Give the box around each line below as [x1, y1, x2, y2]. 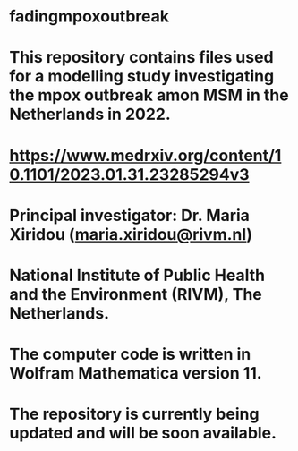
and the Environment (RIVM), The [9, 284, 262, 304]
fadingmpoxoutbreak [9, 6, 170, 27]
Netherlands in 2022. [9, 105, 172, 124]
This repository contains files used [9, 47, 275, 68]
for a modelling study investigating [9, 66, 275, 87]
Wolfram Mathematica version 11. [9, 363, 262, 384]
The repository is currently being [9, 404, 260, 424]
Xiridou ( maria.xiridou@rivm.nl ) [9, 224, 253, 244]
